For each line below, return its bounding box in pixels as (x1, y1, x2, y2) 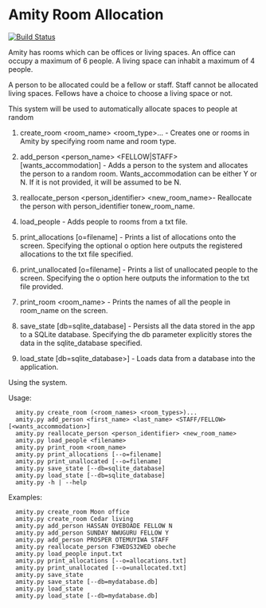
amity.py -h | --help (15, 478, 88, 487)
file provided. (19, 281, 64, 291)
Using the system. (8, 377, 68, 387)
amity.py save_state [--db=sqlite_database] (15, 464, 166, 472)
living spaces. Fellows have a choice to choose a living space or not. (8, 88, 233, 97)
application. (19, 362, 59, 372)
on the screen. (61, 305, 108, 315)
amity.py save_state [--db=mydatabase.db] (15, 578, 158, 586)
